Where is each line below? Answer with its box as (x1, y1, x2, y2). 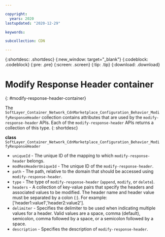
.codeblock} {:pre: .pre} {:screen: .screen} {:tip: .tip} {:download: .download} (5, 62, 160, 68)
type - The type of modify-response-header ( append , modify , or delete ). (12, 179, 155, 185)
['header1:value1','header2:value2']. (12, 200, 85, 206)
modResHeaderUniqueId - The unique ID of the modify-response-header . (12, 163, 154, 169)
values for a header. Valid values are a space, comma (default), (12, 210, 140, 216)
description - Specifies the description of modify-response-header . (12, 226, 149, 232)
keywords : (5, 30, 26, 35)
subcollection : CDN (5, 39, 45, 43)
